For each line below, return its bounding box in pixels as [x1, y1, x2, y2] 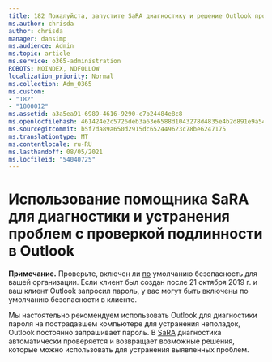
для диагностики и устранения [8, 208, 231, 226]
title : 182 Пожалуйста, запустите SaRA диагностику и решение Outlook [8, 11, 252, 20]
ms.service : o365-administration [8, 58, 121, 66]
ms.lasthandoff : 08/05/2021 [8, 148, 104, 156]
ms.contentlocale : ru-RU [8, 140, 92, 149]
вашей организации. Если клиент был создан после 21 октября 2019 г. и [8, 278, 257, 287]
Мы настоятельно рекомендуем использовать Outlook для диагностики [8, 310, 257, 321]
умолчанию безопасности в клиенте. [8, 295, 138, 304]
